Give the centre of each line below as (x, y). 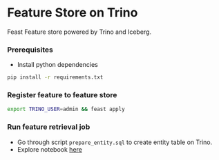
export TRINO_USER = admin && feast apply (66, 109)
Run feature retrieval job (49, 127)
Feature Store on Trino (73, 13)
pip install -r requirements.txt (55, 77)
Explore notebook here (50, 149)
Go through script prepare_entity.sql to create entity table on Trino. (115, 142)
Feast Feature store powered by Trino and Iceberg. (79, 32)
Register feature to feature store (62, 95)
